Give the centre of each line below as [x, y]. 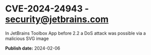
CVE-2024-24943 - [47, 9]
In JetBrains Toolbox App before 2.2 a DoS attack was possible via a [75, 33]
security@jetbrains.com [57, 19]
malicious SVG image [27, 38]
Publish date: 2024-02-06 [33, 48]
